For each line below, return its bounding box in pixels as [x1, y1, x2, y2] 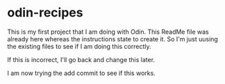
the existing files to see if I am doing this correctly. [7, 42, 151, 50]
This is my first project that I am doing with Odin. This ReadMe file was [7, 28, 210, 36]
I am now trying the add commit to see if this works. [7, 69, 156, 77]
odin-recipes [7, 5, 83, 21]
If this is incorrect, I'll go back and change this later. [7, 55, 155, 63]
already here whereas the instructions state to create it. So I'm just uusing [7, 34, 219, 43]
